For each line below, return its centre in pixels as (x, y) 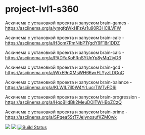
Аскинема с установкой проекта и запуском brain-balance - (69, 82)
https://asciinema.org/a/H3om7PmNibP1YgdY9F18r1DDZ (63, 43)
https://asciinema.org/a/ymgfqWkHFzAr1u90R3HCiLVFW (63, 28)
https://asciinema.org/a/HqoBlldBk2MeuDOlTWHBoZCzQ (64, 102)
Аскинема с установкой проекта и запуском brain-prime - (66, 112)
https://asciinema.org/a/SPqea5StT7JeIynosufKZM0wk (61, 117)
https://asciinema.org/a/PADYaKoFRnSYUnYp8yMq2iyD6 (63, 57)
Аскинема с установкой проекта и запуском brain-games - (67, 23)
